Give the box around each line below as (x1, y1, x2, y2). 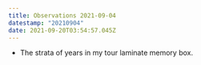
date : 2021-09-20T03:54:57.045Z (8, 26, 116, 34)
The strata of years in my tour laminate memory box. (19, 48, 194, 58)
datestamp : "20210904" (8, 19, 84, 27)
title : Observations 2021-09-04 (8, 11, 116, 20)
